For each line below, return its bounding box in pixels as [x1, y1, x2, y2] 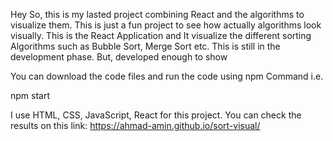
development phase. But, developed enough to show [10, 51, 228, 63]
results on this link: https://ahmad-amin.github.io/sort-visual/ [10, 120, 261, 131]
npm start [10, 90, 51, 101]
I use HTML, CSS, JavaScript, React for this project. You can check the [10, 109, 302, 121]
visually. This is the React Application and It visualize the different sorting [10, 30, 312, 41]
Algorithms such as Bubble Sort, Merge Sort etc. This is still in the [10, 40, 281, 52]
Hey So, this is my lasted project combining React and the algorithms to [10, 9, 305, 20]
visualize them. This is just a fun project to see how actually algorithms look [10, 19, 322, 31]
